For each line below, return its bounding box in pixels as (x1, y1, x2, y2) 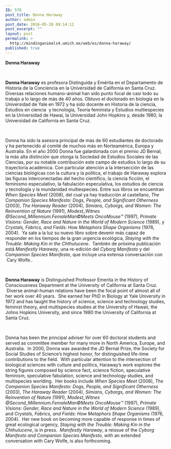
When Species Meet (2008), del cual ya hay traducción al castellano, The (5, 191, 160, 197)
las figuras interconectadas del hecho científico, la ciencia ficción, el (5, 175, 150, 182)
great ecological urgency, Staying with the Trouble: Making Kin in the (5, 421, 151, 428)
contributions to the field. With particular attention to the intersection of (5, 356, 157, 362)
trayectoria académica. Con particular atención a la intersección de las (5, 164, 154, 170)
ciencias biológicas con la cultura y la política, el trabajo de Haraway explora (5, 170, 166, 176)
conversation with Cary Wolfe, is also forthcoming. (5, 438, 112, 444)
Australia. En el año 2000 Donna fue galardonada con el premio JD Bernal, (5, 148, 162, 154)
